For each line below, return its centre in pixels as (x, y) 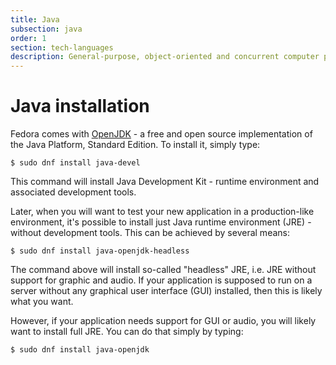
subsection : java (46, 29)
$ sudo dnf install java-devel (75, 163)
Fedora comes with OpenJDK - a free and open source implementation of (161, 134)
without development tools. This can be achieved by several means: (150, 233)
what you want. (42, 302)
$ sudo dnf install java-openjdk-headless (100, 251)
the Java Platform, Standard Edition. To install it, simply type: (135, 145)
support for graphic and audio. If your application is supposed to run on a (161, 280)
